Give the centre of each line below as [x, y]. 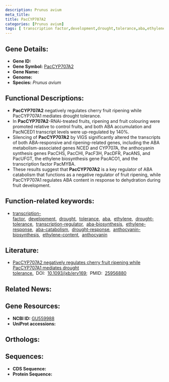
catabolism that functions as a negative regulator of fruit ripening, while [87, 175]
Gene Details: [27, 49]
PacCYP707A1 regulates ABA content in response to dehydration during [87, 180]
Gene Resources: [33, 306]
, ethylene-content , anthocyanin [73, 235]
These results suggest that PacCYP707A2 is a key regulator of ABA [82, 169]
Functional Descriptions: [45, 98]
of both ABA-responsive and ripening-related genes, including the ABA [86, 142]
